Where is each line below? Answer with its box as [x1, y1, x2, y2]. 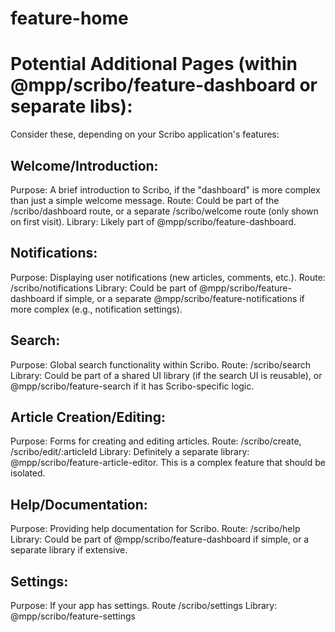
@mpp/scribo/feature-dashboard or [10, 74, 318, 97]
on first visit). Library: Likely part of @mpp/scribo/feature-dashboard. [10, 215, 297, 227]
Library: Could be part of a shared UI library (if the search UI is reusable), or [10, 369, 323, 381]
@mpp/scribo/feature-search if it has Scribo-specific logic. [10, 380, 255, 392]
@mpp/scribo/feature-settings [10, 610, 136, 622]
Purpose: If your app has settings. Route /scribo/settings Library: [10, 600, 278, 611]
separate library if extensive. [10, 544, 128, 556]
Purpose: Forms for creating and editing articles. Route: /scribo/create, [10, 435, 302, 447]
